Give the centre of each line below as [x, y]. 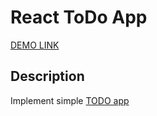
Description [47, 76]
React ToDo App [79, 17]
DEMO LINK [35, 45]
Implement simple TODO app [70, 100]
